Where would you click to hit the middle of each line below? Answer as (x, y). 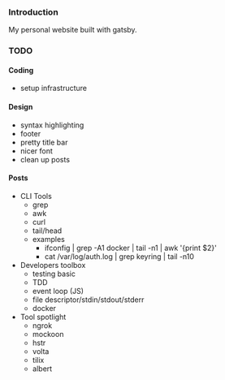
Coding (21, 70)
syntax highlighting (52, 125)
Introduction (33, 12)
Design (21, 107)
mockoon (48, 334)
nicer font (36, 151)
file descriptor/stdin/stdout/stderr (88, 300)
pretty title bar (44, 142)
